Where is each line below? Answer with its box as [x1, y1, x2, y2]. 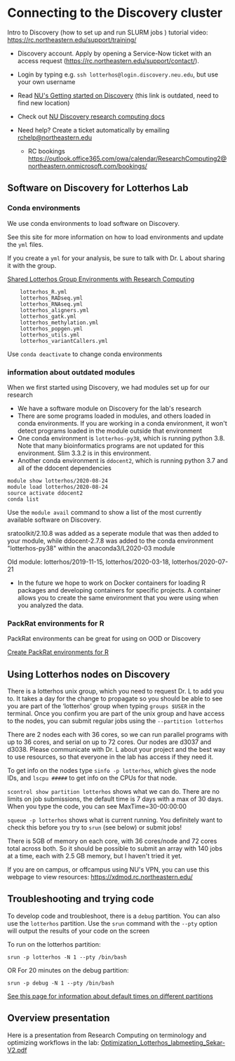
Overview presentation [7, 1012, 110, 1025]
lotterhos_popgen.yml [20, 325, 83, 332]
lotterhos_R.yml [20, 288, 68, 295]
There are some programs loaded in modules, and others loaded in [17, 412, 211, 420]
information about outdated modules [7, 367, 135, 377]
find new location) [17, 98, 70, 107]
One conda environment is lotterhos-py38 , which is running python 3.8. [17, 433, 225, 442]
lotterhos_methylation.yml [20, 319, 99, 326]
